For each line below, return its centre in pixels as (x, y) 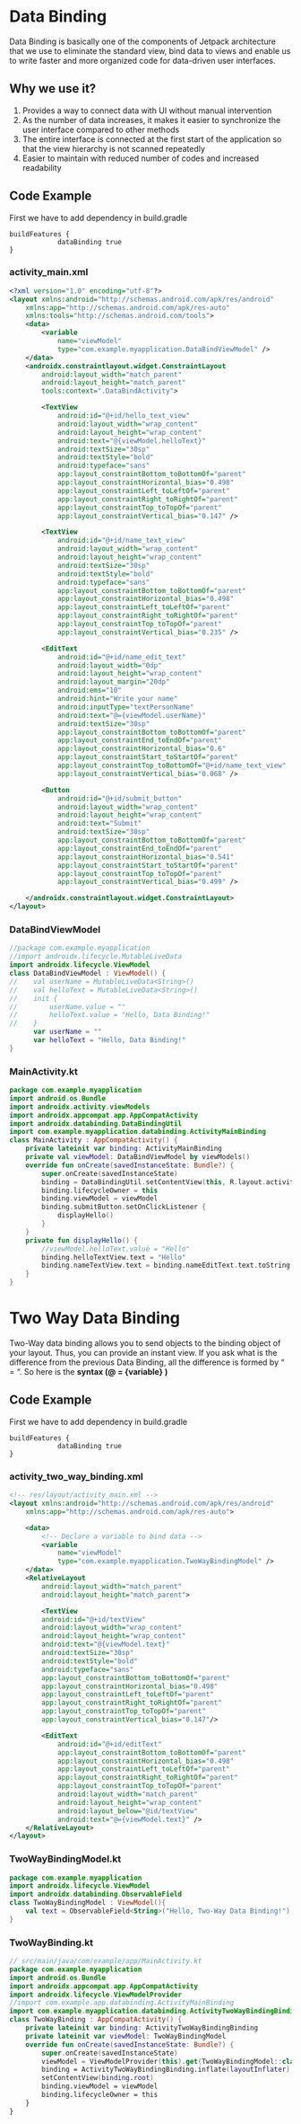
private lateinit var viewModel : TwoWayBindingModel (126, 2036)
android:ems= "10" (90, 690)
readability (42, 167)
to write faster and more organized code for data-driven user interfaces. (142, 60)
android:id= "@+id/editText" (110, 1744)
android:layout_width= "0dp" (110, 665)
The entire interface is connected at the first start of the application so (152, 139)
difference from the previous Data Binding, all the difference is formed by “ (147, 1362)
